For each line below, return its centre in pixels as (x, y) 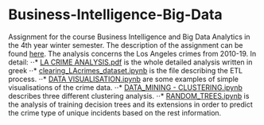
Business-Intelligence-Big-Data (115, 15)
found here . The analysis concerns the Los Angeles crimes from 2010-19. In (132, 53)
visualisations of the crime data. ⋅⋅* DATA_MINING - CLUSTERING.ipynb (125, 87)
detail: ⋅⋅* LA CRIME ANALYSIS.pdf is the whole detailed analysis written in (130, 62)
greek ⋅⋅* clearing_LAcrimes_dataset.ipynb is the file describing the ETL (126, 70)
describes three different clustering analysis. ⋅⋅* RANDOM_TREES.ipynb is (129, 96)
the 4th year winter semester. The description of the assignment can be (126, 45)
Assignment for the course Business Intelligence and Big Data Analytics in (129, 37)
